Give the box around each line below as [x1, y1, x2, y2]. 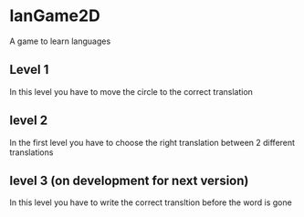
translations [9, 147, 54, 158]
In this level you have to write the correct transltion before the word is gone [9, 197, 292, 208]
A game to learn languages [9, 36, 111, 46]
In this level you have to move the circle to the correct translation [9, 86, 254, 97]
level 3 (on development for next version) [9, 172, 249, 188]
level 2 [9, 113, 48, 129]
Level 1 [9, 62, 49, 77]
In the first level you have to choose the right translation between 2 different [9, 137, 295, 148]
